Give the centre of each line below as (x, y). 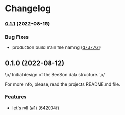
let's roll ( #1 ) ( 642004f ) (36, 108)
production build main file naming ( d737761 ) (57, 47)
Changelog (28, 9)
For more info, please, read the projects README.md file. (62, 84)
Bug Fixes (17, 37)
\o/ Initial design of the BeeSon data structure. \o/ (55, 75)
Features (16, 97)
